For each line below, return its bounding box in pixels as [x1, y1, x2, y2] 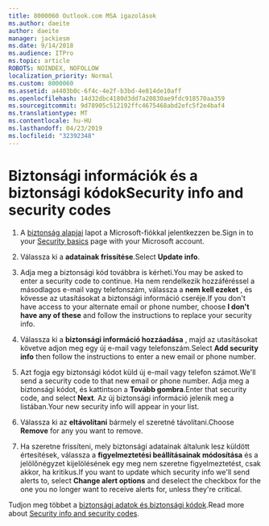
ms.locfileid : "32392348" [8, 131, 95, 140]
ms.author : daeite [8, 19, 70, 27]
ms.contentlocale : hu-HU [8, 117, 92, 125]
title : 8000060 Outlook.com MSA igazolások [8, 11, 157, 20]
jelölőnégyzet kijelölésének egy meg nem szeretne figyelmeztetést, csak [19, 458, 262, 468]
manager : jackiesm [8, 34, 70, 43]
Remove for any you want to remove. [19, 425, 143, 436]
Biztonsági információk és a [8, 166, 199, 185]
